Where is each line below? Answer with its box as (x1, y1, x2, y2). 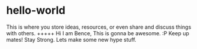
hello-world (6, 4, 66, 17)
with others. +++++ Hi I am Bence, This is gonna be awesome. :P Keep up (6, 29, 189, 36)
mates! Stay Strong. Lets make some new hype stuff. (6, 36, 137, 43)
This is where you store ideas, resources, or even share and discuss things (6, 23, 192, 30)
